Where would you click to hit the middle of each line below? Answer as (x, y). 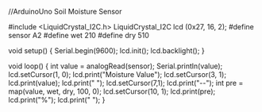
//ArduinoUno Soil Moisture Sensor (65, 12)
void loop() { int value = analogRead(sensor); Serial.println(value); (116, 66)
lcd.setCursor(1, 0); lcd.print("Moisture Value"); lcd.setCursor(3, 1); (118, 74)
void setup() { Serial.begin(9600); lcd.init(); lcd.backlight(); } (106, 50)
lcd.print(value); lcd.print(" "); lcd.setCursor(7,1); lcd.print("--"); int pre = (126, 83)
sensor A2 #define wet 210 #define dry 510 (79, 35)
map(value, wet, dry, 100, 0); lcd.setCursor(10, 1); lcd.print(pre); (112, 91)
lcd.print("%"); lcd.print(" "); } (57, 100)
